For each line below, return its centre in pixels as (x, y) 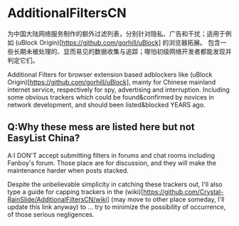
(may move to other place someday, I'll (168, 199)
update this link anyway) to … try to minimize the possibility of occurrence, (117, 207)
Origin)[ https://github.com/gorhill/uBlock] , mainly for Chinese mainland (111, 82)
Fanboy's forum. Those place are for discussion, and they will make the (112, 163)
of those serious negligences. (51, 214)
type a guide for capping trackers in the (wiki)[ (75, 192)
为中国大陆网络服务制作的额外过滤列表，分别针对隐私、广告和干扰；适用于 (116, 33)
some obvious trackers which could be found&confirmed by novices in (111, 97)
